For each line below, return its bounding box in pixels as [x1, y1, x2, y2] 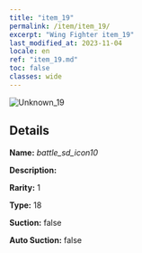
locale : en [9, 47, 50, 56]
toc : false [9, 64, 50, 73]
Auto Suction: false [9, 234, 83, 245]
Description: [9, 164, 57, 175]
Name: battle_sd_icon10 [9, 146, 99, 158]
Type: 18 [9, 200, 42, 211]
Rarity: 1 [9, 182, 40, 192]
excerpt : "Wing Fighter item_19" [9, 30, 135, 39]
